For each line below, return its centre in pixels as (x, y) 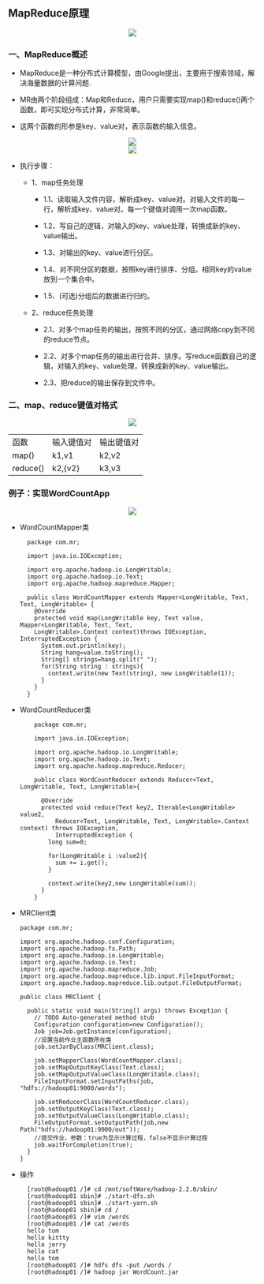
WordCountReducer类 (55, 709)
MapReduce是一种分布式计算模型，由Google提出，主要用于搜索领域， (134, 73)
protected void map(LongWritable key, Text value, (119, 618)
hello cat (43, 1251)
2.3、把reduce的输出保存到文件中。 (101, 383)
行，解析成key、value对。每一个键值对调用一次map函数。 (137, 209)
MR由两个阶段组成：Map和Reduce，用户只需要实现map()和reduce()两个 (137, 99)
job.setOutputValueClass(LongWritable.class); (112, 1116)
